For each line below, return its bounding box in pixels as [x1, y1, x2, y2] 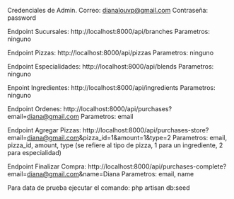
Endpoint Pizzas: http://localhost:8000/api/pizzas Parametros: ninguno [7, 49, 214, 57]
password [7, 13, 37, 22]
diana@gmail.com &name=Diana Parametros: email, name [27, 170, 194, 178]
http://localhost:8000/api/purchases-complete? [88, 162, 227, 171]
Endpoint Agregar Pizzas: [7, 126, 81, 134]
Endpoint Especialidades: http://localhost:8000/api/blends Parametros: [7, 62, 214, 70]
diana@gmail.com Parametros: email [27, 113, 134, 120]
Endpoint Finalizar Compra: [7, 162, 87, 171]
